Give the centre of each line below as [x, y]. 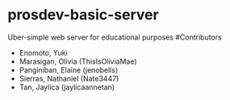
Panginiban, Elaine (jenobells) [69, 69]
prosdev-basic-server [83, 15]
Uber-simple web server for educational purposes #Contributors [115, 37]
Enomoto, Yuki [43, 52]
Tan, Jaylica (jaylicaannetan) [67, 87]
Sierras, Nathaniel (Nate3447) [69, 78]
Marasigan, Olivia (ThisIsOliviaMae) [78, 61]
